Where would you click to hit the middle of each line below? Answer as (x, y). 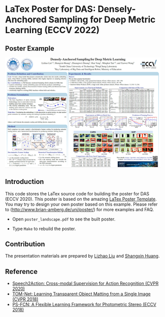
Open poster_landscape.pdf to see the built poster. (64, 219)
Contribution (25, 244)
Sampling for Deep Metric (102, 20)
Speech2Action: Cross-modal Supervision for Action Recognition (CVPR (85, 283)
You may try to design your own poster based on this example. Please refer (82, 204)
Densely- (117, 9)
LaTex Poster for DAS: (50, 9)
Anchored (26, 20)
